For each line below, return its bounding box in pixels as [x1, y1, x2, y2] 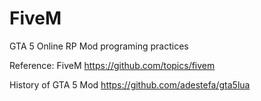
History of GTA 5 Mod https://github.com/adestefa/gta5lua [9, 78, 251, 91]
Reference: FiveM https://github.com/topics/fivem [9, 59, 216, 71]
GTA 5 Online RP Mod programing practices [9, 40, 189, 52]
